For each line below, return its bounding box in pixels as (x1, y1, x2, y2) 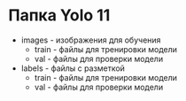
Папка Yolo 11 (8, 5, 111, 26)
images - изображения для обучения (20, 35, 161, 45)
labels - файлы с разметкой (20, 63, 126, 74)
